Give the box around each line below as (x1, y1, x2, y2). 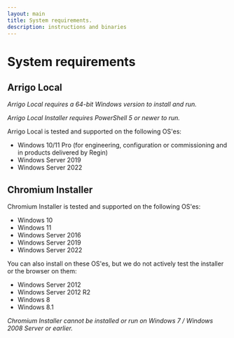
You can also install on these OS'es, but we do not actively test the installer (7, 259, 224, 268)
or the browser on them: (7, 267, 77, 275)
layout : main (7, 10, 46, 18)
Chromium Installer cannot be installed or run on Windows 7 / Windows (7, 317, 214, 325)
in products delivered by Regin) (17, 148, 109, 157)
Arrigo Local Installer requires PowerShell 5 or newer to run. (7, 114, 181, 122)
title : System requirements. (7, 17, 92, 24)
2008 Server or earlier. (7, 324, 74, 332)
